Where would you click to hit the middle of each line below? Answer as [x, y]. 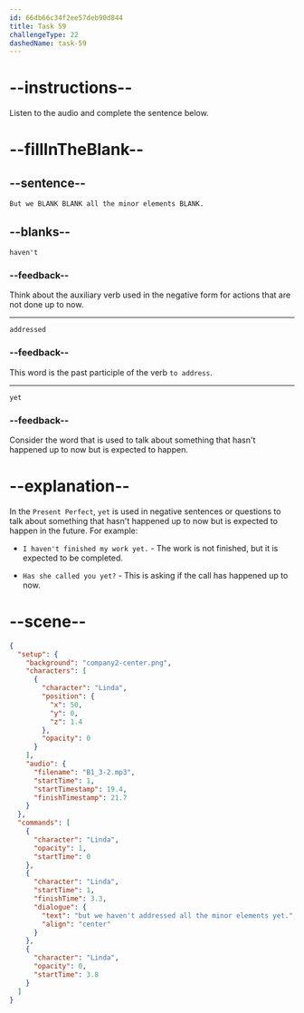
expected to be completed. [73, 558]
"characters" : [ [57, 671]
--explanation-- [70, 487]
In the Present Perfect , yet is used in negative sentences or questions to [145, 511]
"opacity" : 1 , [60, 848]
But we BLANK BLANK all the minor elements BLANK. [107, 204]
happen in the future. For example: [74, 531]
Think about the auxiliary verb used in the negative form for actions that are [150, 295]
